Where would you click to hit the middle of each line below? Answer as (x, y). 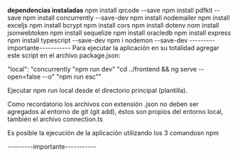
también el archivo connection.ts (55, 119)
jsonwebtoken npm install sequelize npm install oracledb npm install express (119, 33)
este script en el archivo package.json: (64, 55)
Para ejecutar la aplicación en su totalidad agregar (146, 48)
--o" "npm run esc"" (72, 77)
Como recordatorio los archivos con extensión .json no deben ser (103, 104)
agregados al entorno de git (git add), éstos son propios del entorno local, (115, 112)
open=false (24, 77)
